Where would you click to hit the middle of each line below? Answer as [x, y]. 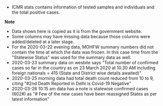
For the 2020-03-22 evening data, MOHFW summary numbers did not [83, 47]
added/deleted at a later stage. [43, 42]
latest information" [30, 99]
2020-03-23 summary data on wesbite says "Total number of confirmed [85, 63]
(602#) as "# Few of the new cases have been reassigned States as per [84, 94]
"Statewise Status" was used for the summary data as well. [71, 57]
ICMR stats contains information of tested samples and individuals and [83, 7]
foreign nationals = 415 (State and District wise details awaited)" [77, 73]
